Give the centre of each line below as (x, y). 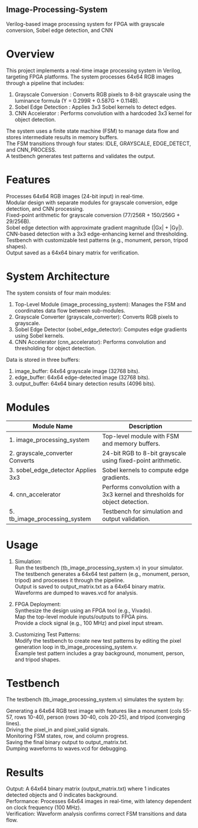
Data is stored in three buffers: (43, 359)
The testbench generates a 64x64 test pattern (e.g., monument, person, (102, 574)
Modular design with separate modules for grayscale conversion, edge (92, 202)
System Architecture (58, 276)
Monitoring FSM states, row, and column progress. (67, 736)
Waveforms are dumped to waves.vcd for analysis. (76, 593)
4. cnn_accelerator (35, 494)
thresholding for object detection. (55, 348)
